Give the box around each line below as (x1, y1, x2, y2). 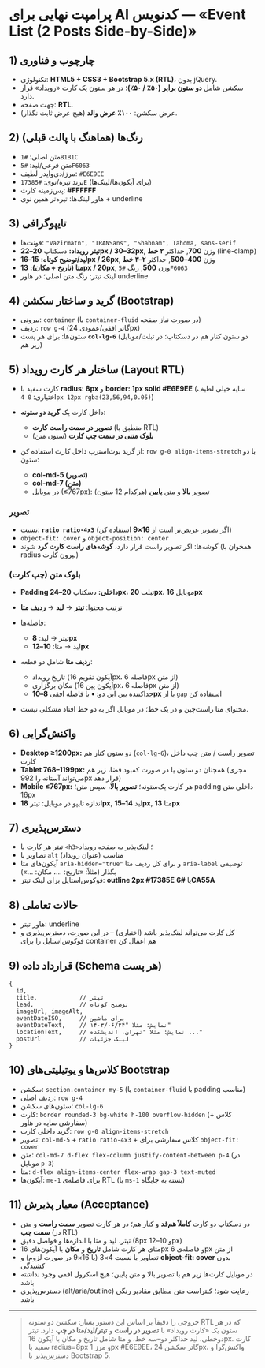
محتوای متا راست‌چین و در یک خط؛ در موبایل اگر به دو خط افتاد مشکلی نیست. (20, 704, 248, 713)
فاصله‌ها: (20, 618, 46, 627)
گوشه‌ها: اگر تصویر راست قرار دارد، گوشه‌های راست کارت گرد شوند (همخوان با (20, 541, 252, 551)
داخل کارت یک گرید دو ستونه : (20, 408, 106, 417)
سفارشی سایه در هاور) (20, 1118, 88, 1127)
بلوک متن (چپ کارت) (9, 570, 81, 581)
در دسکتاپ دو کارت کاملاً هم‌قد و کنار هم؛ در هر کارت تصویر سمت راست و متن (20, 1219, 250, 1228)
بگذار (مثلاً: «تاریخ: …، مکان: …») (20, 867, 117, 876)
